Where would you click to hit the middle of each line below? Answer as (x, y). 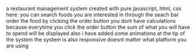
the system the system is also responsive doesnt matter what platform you (96, 39)
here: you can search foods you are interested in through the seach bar (92, 15)
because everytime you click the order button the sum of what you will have (98, 27)
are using (17, 46)
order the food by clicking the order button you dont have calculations (91, 21)
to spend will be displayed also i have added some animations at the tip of (96, 33)
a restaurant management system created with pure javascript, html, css (94, 8)
